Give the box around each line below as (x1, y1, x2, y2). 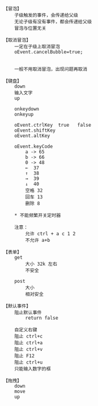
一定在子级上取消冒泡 (14, 43, 60, 50)
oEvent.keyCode (14, 143, 53, 149)
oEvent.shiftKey (14, 127, 56, 133)
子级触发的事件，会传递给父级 (14, 12, 78, 18)
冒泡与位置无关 (14, 25, 47, 31)
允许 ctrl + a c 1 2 (25, 231, 76, 237)
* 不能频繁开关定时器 (14, 212, 61, 219)
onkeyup (14, 111, 34, 118)
